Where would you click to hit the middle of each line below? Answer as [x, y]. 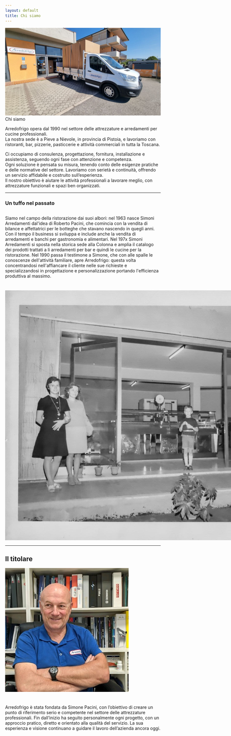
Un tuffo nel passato [30, 203]
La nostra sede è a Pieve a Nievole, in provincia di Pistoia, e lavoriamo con [80, 139]
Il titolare [19, 559]
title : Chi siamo [23, 16]
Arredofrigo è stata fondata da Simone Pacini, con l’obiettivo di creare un [79, 707]
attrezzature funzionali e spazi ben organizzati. [53, 185]
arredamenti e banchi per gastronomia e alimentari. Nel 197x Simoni [74, 239]
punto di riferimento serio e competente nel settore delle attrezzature [75, 713]
